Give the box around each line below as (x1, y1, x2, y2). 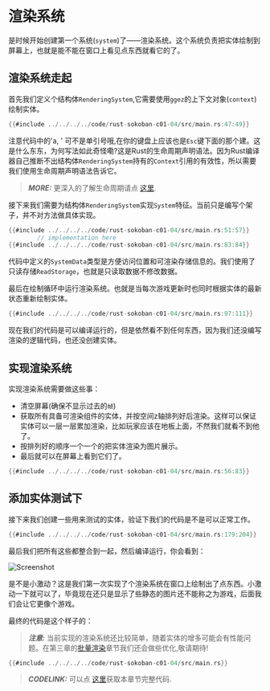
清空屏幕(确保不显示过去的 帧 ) (19, 401, 117, 411)
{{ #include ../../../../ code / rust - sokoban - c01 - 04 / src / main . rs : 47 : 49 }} (8, 120, 250, 129)
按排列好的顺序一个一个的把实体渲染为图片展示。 (19, 441, 182, 451)
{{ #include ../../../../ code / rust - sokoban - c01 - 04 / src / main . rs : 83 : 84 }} (8, 241, 250, 249)
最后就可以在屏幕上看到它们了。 (19, 451, 126, 460)
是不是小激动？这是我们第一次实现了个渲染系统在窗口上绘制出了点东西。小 (8, 579, 255, 588)
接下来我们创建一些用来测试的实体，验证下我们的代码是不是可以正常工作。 (8, 514, 255, 524)
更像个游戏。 (35, 599, 79, 608)
